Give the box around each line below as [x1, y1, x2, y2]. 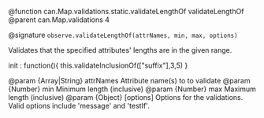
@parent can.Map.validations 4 [8, 15, 110, 24]
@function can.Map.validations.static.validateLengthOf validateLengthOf [8, 7, 244, 16]
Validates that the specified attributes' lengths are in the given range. [8, 46, 232, 54]
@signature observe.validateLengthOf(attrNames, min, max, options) [8, 31, 238, 39]
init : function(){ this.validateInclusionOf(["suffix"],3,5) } [8, 61, 188, 70]
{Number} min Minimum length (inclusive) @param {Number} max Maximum [8, 84, 256, 94]
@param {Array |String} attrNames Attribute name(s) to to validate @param [8, 76, 251, 85]
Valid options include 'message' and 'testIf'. [8, 101, 150, 110]
